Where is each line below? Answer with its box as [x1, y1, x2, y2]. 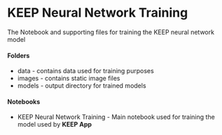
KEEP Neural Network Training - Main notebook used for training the [17, 113, 215, 121]
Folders [7, 51, 30, 60]
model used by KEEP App [17, 120, 92, 129]
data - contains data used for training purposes [17, 67, 154, 75]
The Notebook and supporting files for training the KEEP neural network [7, 28, 215, 36]
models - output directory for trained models [17, 81, 146, 90]
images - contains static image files [17, 74, 120, 83]
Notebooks [7, 97, 41, 106]
